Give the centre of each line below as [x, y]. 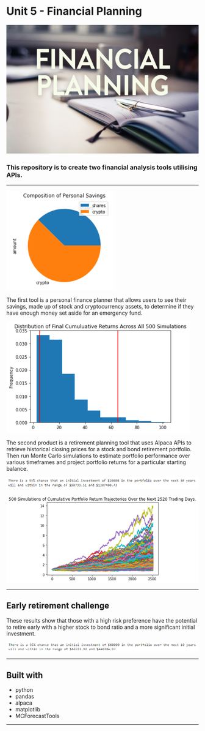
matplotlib [28, 710]
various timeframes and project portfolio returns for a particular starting [96, 462]
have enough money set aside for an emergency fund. [74, 313]
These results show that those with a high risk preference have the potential [102, 620]
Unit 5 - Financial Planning [74, 11]
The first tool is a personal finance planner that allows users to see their [96, 300]
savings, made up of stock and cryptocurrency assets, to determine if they [100, 306]
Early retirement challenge [58, 606]
